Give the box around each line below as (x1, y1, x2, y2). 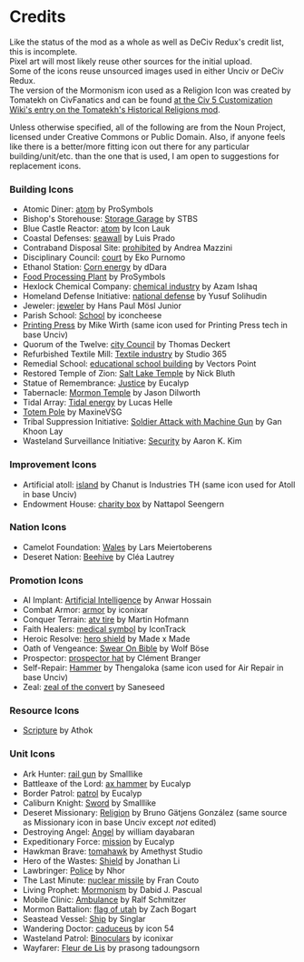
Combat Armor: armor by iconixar (22, 605, 149, 616)
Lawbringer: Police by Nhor (22, 865, 125, 876)
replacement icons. (9, 160, 82, 171)
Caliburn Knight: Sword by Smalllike (22, 797, 157, 808)
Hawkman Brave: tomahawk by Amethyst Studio (22, 846, 203, 857)
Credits (9, 6, 66, 27)
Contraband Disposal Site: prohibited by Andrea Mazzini (22, 243, 233, 254)
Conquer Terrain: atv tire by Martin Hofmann (22, 614, 189, 625)
